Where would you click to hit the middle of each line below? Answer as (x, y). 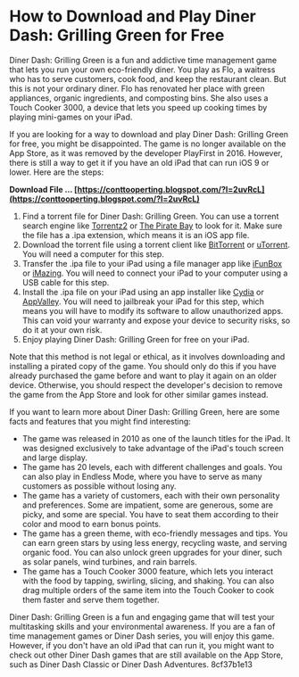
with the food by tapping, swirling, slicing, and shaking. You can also (148, 581)
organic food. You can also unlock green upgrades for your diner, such (152, 552)
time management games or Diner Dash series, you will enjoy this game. (142, 636)
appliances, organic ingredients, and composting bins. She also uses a (139, 98)
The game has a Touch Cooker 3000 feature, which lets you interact (148, 571)
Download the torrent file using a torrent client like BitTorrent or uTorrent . (156, 244)
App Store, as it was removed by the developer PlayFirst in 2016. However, (146, 153)
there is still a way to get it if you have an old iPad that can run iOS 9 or (139, 162)
